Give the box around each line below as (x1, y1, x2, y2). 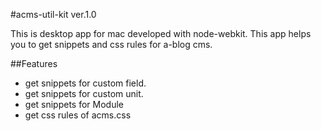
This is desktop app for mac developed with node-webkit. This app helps (10, 28, 312, 39)
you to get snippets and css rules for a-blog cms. (10, 39, 213, 50)
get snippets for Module (24, 99, 125, 110)
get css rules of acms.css (24, 109, 132, 121)
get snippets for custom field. (24, 77, 147, 89)
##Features (10, 58, 58, 69)
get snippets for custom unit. (24, 88, 144, 99)
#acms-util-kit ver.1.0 (10, 9, 97, 20)
